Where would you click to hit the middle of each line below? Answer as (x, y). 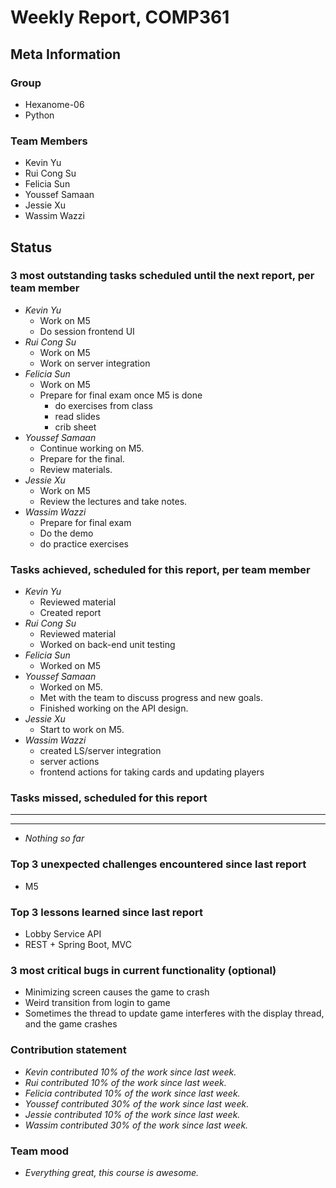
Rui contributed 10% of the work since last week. (125, 1082)
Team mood (40, 1151)
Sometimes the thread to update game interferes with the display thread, (174, 1013)
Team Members (49, 141)
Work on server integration (95, 363)
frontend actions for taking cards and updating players (152, 772)
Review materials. (76, 469)
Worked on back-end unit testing (107, 645)
